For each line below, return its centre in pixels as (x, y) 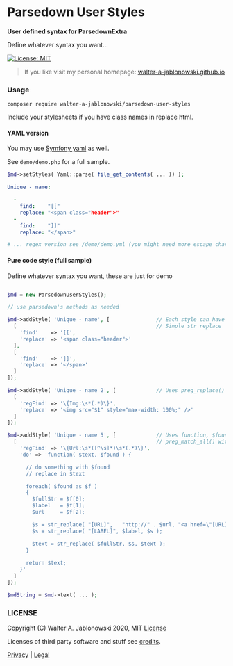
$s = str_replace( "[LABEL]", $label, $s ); (97, 531)
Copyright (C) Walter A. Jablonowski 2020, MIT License (87, 628)
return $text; (46, 563)
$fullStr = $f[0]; (59, 499)
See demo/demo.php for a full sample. (59, 162)
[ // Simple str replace (118, 326)
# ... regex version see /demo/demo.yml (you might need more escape (110, 245)
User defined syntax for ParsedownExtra (67, 31)
